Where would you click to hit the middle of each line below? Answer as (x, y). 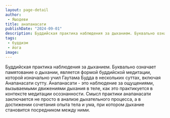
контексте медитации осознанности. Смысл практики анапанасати (78, 94)
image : (12, 52)
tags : (11, 38)
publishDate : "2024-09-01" (34, 29)
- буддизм (18, 43)
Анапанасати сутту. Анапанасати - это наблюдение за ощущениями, (80, 83)
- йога (14, 48)
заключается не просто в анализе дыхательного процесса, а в (73, 99)
